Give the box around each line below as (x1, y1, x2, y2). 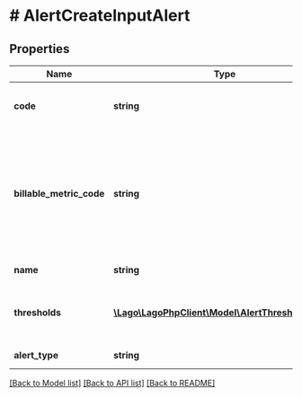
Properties (9, 41, 70, 57)
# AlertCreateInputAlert (9, 5, 191, 26)
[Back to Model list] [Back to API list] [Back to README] (9, 378, 216, 388)
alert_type (13, 349, 58, 361)
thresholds (13, 306, 61, 319)
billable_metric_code (13, 188, 105, 199)
